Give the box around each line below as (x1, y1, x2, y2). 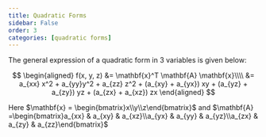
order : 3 (8, 26, 37, 34)
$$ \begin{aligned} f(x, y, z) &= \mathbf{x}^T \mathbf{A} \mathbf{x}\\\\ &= (11, 70, 256, 80)
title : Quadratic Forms (8, 11, 87, 20)
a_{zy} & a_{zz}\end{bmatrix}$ (8, 120, 109, 129)
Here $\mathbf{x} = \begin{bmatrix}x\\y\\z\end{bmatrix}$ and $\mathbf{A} (8, 103, 254, 112)
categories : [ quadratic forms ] (8, 33, 112, 42)
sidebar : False (8, 19, 59, 27)
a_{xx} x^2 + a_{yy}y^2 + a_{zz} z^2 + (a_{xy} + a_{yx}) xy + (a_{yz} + (18, 79, 249, 89)
